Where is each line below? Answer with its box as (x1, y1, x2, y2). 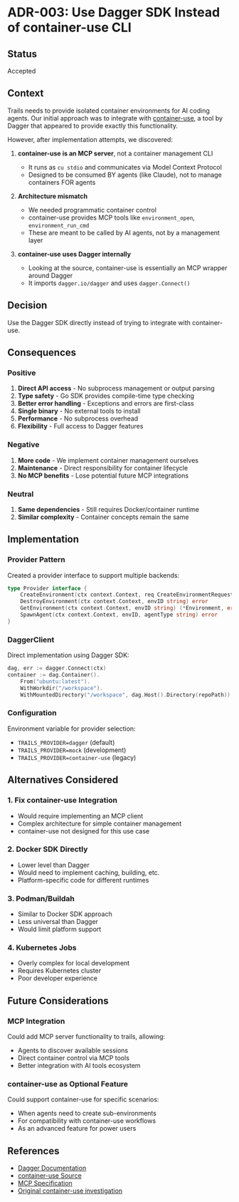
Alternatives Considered (7, 774, 119, 786)
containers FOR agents (28, 178, 96, 186)
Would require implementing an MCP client (17, 811, 144, 820)
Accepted (7, 67, 36, 75)
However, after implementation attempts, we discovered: (7, 135, 173, 143)
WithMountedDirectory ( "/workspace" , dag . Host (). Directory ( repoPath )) (20, 691, 231, 699)
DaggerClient (7, 635, 55, 644)
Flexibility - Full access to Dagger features (17, 422, 144, 431)
